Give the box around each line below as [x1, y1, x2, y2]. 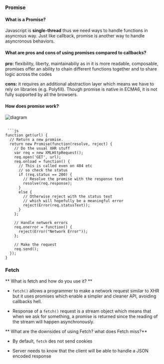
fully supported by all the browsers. [5, 91, 78, 97]
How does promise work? [5, 103, 59, 109]
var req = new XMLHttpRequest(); [14, 150, 84, 155]
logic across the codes [5, 71, 52, 77]
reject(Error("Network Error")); [18, 229, 88, 234]
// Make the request [14, 242, 57, 247]
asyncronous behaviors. [5, 38, 55, 44]
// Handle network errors [14, 220, 68, 225]
